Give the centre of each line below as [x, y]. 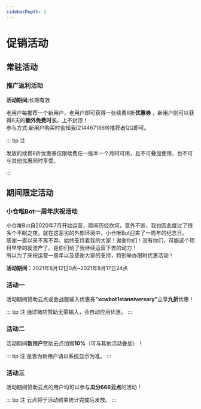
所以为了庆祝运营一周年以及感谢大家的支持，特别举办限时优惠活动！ [90, 256]
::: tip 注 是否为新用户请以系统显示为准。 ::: [59, 356]
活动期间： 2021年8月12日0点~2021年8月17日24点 [67, 268]
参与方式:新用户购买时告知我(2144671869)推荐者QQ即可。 [78, 128]
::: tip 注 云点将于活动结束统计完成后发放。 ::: [61, 400]
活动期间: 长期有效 [28, 100]
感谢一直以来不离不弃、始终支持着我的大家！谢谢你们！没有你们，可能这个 [98, 241]
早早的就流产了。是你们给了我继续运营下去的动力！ [74, 248]
